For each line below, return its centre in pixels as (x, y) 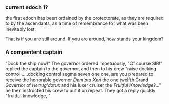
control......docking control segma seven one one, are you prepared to (79, 74)
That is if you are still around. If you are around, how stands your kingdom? (85, 39)
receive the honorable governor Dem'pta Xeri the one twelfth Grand (77, 80)
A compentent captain (34, 52)
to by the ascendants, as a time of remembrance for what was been (77, 23)
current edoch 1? (27, 7)
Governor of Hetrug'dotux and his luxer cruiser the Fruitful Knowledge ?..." (83, 85)
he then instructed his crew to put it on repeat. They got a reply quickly (80, 90)
